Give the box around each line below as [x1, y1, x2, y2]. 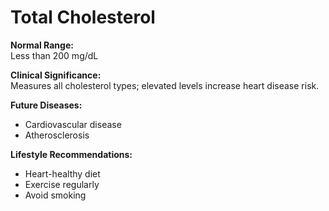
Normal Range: [10, 39, 74, 51]
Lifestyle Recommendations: [10, 148, 133, 160]
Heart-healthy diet [24, 167, 101, 180]
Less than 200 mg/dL [10, 49, 99, 61]
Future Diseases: [10, 99, 83, 111]
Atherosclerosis [24, 129, 90, 141]
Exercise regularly [24, 178, 100, 190]
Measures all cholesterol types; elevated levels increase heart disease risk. [10, 79, 320, 91]
